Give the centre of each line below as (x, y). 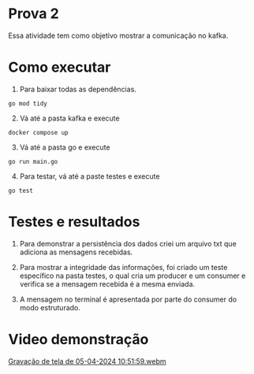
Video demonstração (78, 339)
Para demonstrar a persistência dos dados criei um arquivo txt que (128, 243)
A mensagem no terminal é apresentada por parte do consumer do (128, 299)
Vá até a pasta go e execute (65, 147)
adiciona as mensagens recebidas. (76, 252)
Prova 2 (34, 14)
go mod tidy (28, 103)
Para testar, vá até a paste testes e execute (90, 176)
